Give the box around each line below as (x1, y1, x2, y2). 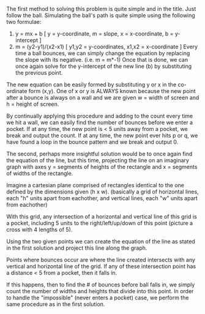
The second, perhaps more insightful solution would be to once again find (6, 150, 193, 157)
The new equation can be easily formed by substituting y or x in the (6, 81, 177, 88)
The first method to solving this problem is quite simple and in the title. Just (6, 6, 196, 12)
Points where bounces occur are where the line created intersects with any (6, 256, 196, 263)
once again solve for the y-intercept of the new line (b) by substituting (15, 62, 192, 70)
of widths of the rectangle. (6, 170, 73, 177)
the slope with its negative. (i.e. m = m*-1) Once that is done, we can (15, 56, 188, 63)
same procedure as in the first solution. (6, 301, 105, 308)
